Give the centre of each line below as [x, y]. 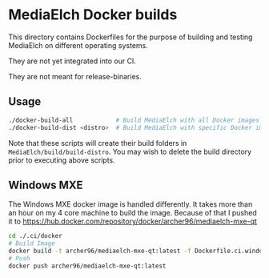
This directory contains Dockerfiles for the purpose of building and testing [130, 37]
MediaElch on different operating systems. [78, 45]
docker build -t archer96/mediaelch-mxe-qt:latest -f [100, 251]
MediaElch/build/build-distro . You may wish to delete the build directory [130, 151]
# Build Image [32, 244]
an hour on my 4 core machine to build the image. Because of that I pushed [133, 213]
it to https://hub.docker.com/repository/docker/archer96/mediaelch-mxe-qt [133, 221]
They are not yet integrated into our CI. [72, 61]
